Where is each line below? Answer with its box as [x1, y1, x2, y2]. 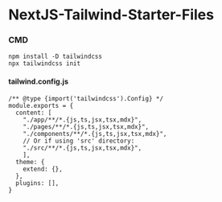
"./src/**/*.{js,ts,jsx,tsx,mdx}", [23, 143, 142, 152]
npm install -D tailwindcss [8, 52, 103, 61]
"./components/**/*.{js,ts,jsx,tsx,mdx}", [23, 130, 167, 138]
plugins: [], [15, 179, 60, 187]
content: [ [15, 109, 52, 117]
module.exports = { [8, 101, 74, 109]
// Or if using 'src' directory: [23, 137, 135, 145]
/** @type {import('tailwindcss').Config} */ [8, 94, 163, 102]
